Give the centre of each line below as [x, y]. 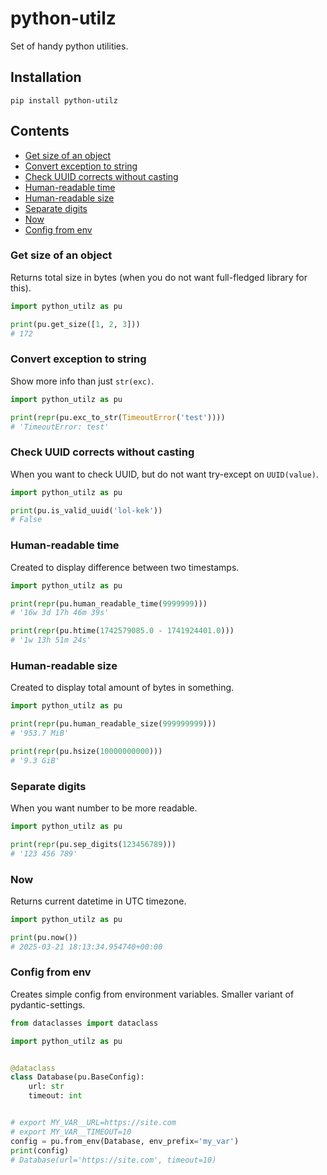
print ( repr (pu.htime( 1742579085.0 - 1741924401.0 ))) [122, 631]
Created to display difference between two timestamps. [125, 567]
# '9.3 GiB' [35, 760]
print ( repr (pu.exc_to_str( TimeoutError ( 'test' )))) [118, 417]
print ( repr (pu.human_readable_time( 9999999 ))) [109, 603]
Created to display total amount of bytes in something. [122, 688]
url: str [46, 1087]
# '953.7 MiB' [40, 733]
